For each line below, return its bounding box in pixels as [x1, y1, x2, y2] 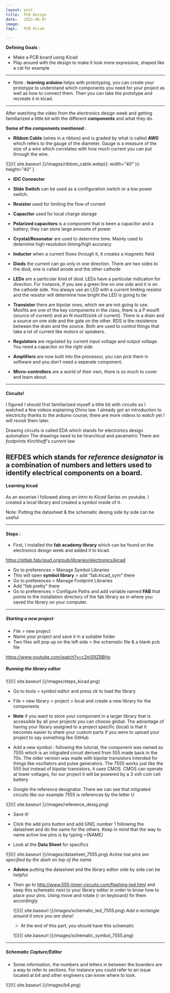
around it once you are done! [13, 913, 74, 919]
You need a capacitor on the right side [13, 344, 93, 350]
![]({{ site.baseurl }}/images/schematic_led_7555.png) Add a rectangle [13, 908, 160, 914]
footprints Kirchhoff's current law [6, 438, 75, 444]
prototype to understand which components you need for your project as [13, 85, 165, 91]
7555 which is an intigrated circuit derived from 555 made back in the [13, 750, 158, 756]
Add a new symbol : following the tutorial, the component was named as [13, 744, 163, 751]
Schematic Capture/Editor [6, 949, 62, 955]
